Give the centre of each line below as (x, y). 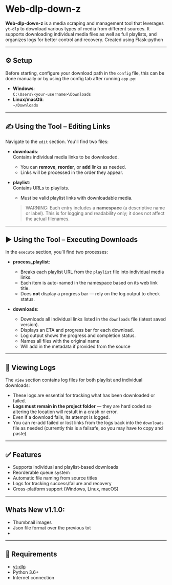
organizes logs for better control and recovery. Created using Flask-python (84, 40)
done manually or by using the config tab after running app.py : (71, 78)
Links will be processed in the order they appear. (72, 172)
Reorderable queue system (41, 472)
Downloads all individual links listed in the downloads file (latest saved (93, 319)
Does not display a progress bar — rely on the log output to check (90, 294)
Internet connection (34, 577)
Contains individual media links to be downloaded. (66, 157)
